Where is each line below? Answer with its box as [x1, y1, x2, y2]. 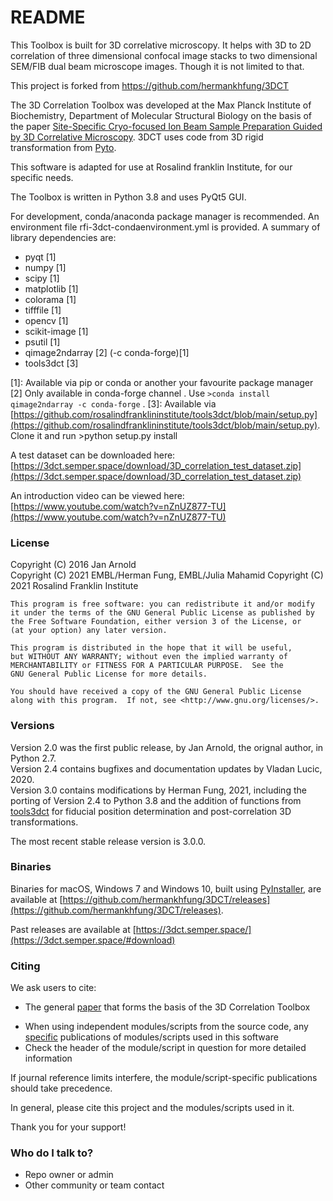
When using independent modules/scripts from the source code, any [24, 1021, 309, 1033]
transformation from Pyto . [10, 141, 117, 153]
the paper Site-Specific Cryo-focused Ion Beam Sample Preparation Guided [10, 120, 323, 132]
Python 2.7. [10, 752, 57, 764]
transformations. [10, 816, 79, 828]
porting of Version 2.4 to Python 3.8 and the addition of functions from [10, 794, 302, 806]
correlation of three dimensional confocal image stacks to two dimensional [10, 49, 318, 61]
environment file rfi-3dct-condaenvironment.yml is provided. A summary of [10, 221, 321, 233]
